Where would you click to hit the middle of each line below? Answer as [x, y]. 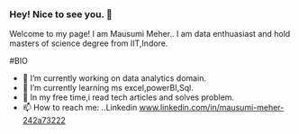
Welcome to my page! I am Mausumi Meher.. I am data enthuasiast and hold [150, 34]
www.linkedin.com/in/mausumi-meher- [212, 108]
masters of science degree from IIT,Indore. [89, 43]
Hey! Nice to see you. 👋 [61, 14]
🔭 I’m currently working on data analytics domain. [114, 78]
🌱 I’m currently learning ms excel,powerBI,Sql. [108, 88]
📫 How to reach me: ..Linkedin [80, 108]
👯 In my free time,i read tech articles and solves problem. [128, 97]
